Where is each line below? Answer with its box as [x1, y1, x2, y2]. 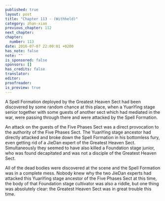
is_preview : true [5, 85, 41, 90]
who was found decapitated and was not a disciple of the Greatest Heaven [5, 150, 157, 156]
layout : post [5, 12, 32, 17]
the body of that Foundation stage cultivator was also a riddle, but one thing [5, 180, 159, 186]
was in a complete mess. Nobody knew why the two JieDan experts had [5, 170, 152, 176]
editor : [5, 76, 21, 81]
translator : [5, 71, 30, 76]
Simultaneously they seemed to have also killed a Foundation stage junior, [5, 145, 155, 151]
